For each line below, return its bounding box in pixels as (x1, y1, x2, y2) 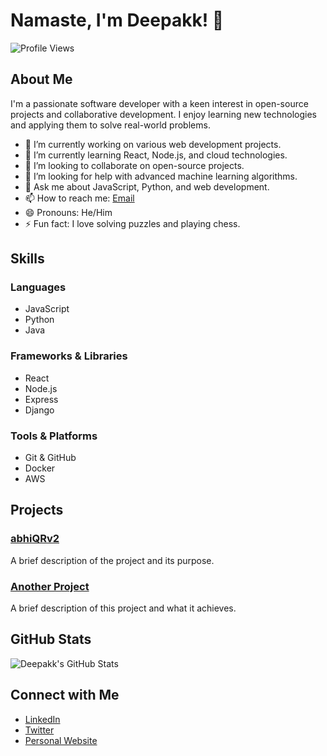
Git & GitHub (24, 452, 77, 464)
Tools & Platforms (10, 429, 98, 443)
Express (24, 393, 59, 405)
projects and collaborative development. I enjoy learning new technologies (10, 108, 317, 120)
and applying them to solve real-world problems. (10, 119, 211, 131)
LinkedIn (24, 713, 61, 725)
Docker (24, 462, 56, 474)
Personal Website (24, 734, 98, 746)
